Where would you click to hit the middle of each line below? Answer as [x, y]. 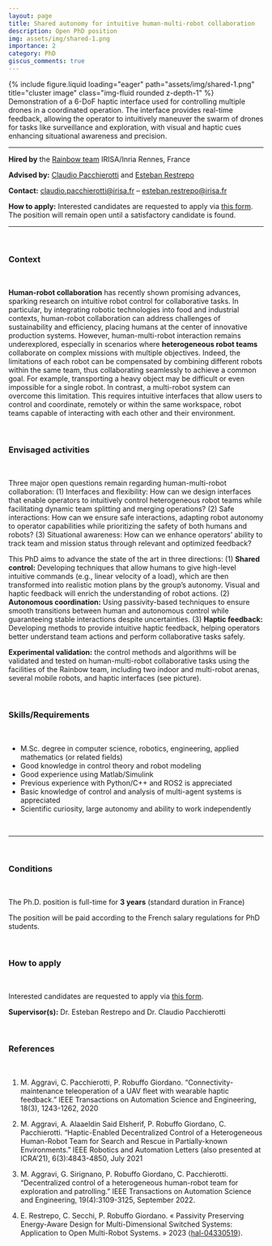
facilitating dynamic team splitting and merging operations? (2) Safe [121, 509]
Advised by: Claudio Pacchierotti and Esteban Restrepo [101, 174]
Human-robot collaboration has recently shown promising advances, [125, 293]
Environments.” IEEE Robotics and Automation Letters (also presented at [140, 1150]
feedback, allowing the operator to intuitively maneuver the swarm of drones [136, 118]
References [32, 1049]
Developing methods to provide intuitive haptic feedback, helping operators [134, 628]
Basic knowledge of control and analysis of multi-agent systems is [131, 791]
